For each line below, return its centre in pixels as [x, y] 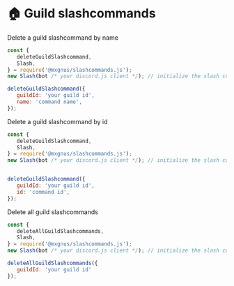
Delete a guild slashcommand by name [63, 37]
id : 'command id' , [43, 192]
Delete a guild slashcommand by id [57, 121]
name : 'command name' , [49, 102]
